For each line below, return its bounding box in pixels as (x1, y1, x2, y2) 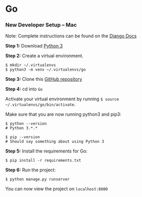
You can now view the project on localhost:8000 (5, 186, 108, 192)
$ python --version (5, 121, 47, 126)
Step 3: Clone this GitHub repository (5, 76, 83, 82)
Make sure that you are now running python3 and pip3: (5, 111, 121, 118)
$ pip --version (5, 135, 40, 140)
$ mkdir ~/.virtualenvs (5, 62, 56, 68)
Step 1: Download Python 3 (5, 43, 63, 49)
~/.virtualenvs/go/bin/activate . (5, 101, 76, 107)
